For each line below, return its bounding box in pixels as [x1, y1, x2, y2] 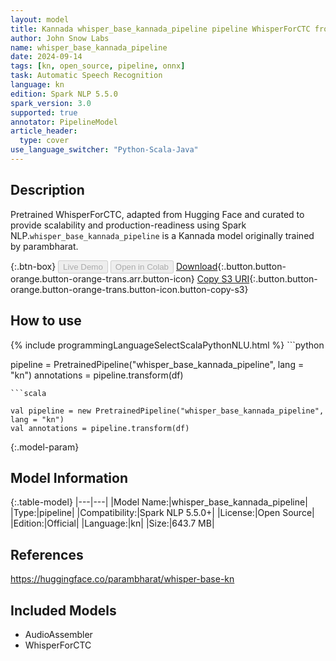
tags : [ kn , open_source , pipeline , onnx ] [10, 61, 186, 71]
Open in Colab [114, 261, 169, 272]
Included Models [10, 602, 117, 619]
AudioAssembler [24, 628, 93, 640]
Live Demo [63, 261, 103, 272]
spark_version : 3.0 [10, 98, 92, 108]
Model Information [10, 469, 129, 486]
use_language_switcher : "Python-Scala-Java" [10, 145, 199, 155]
